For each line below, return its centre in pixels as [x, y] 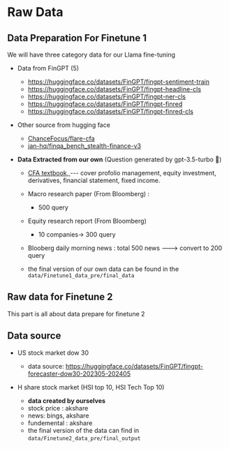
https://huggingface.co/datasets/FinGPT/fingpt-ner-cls [107, 96]
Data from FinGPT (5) [48, 68]
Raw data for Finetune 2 [60, 297]
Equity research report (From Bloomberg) [87, 221]
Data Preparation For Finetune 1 [77, 38]
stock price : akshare [58, 408]
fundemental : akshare [60, 422]
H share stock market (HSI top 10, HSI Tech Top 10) [91, 387]
